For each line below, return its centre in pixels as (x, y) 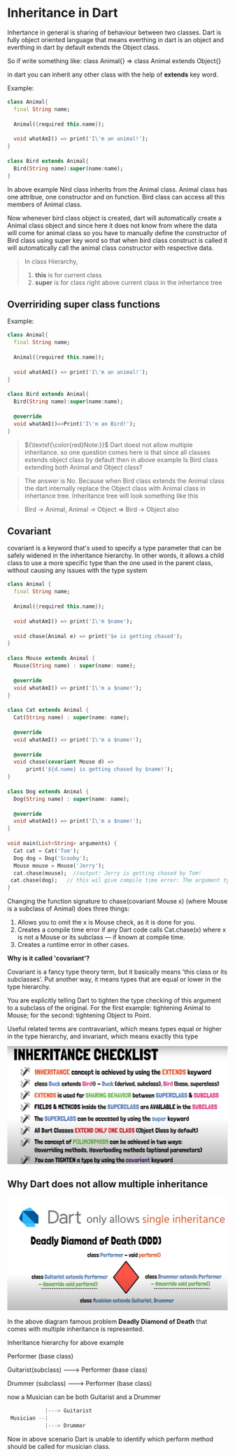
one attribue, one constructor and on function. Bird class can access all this (116, 197)
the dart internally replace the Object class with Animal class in (115, 488)
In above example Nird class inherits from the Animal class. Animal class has (117, 189)
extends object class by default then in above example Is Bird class (121, 459)
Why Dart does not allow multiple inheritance (108, 1184)
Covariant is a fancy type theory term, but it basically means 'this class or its (117, 972)
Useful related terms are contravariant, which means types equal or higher (115, 1029)
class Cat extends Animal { (48, 710)
